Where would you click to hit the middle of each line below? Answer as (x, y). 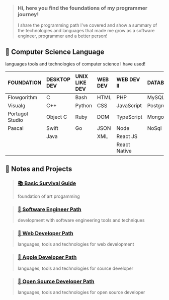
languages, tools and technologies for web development (76, 244)
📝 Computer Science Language (55, 52)
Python (84, 106)
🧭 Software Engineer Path (49, 209)
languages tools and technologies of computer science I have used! (75, 64)
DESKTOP (58, 80)
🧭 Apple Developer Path (47, 257)
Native (124, 151)
